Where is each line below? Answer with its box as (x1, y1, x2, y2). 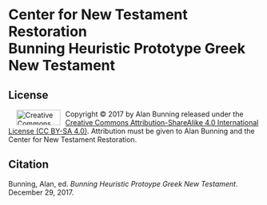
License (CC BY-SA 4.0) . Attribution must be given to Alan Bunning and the (8, 126, 256, 136)
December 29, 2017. (8, 187, 74, 197)
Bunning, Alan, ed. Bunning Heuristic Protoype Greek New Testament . (8, 179, 238, 188)
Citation (8, 158, 50, 171)
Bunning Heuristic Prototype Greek (8, 40, 246, 57)
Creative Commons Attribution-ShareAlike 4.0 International (65, 118, 259, 127)
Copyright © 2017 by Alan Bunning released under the (65, 109, 244, 119)
